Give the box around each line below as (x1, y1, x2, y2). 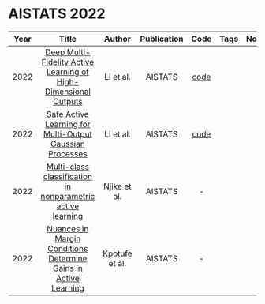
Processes (48, 148, 88, 159)
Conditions (47, 242, 88, 253)
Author (103, 33, 132, 44)
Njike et (103, 181, 132, 192)
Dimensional (44, 86, 91, 97)
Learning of (46, 66, 89, 77)
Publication (140, 33, 184, 44)
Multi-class (46, 161, 89, 172)
